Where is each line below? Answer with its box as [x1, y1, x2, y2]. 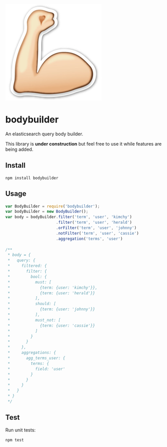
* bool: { [7, 274, 47, 279]
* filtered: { [7, 263, 47, 269]
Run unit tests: [5, 426, 36, 433]
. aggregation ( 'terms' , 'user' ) [55, 236, 123, 241]
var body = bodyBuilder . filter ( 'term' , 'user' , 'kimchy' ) [5, 214, 132, 220]
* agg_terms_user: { [7, 355, 66, 361]
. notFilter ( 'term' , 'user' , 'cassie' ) [55, 230, 139, 236]
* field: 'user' [7, 366, 66, 371]
